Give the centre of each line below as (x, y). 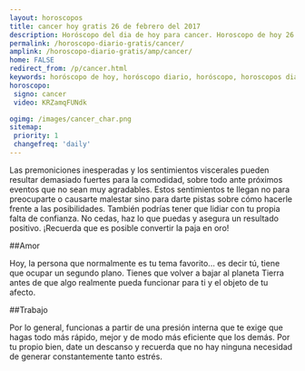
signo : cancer (40, 94)
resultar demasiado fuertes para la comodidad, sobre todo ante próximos (146, 179)
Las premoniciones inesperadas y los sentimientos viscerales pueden (139, 170)
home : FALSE (32, 60)
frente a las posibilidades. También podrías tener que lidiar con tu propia (145, 208)
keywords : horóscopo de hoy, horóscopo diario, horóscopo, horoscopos (146, 77)
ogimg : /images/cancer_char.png (70, 119)
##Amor (25, 246)
